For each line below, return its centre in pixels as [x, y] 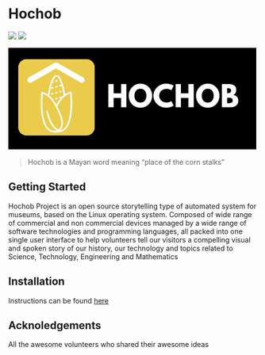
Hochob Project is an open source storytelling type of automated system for [132, 206]
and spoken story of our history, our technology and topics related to [121, 248]
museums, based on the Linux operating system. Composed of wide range [130, 214]
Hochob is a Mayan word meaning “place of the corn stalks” [126, 162]
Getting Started [47, 187]
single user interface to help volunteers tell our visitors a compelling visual [130, 239]
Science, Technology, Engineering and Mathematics [93, 256]
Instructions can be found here [59, 300]
